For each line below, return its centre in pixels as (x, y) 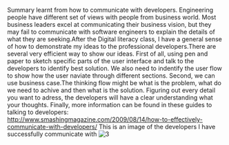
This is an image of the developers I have (157, 127)
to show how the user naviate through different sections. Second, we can (111, 76)
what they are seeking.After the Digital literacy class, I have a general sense (114, 39)
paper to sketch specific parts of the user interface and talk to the (101, 61)
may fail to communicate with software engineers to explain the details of (111, 32)
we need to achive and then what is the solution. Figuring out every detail (111, 90)
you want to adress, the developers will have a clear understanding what (110, 98)
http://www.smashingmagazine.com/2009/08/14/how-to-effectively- (105, 119)
